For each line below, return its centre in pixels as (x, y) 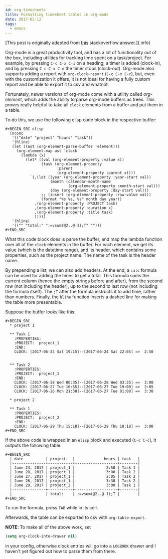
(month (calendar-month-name (80, 182)
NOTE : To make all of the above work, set (48, 527)
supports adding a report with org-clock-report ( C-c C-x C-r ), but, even (80, 74)
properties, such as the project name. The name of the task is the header (81, 255)
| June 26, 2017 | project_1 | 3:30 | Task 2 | (75, 481)
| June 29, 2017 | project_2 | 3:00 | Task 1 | (75, 485)
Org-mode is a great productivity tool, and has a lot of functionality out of (81, 53)
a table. (13, 110)
